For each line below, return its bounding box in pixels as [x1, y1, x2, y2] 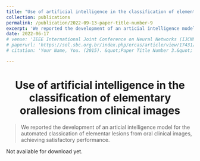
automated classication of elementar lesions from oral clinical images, [20, 129, 192, 137]
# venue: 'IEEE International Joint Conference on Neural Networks [6, 36, 177, 42]
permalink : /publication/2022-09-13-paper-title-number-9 [6, 20, 153, 26]
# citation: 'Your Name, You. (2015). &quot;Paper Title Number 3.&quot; [6, 48, 193, 54]
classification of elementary [29, 91, 171, 104]
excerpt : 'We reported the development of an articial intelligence [6, 25, 180, 32]
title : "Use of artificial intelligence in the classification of [6, 8, 174, 15]
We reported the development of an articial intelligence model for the [20, 123, 190, 131]
